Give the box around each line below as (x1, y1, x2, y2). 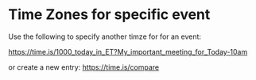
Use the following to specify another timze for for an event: (8, 32, 201, 41)
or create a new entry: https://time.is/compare (8, 62, 160, 72)
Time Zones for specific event (8, 6, 211, 24)
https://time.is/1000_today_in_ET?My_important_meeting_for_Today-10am (8, 47, 248, 56)
